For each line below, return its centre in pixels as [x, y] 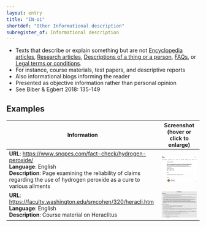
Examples [25, 109]
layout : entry [25, 13]
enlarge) [179, 144]
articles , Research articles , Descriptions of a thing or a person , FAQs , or [105, 57]
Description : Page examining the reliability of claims [75, 173]
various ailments [30, 186]
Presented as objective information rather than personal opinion [96, 83]
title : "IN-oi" [26, 19]
